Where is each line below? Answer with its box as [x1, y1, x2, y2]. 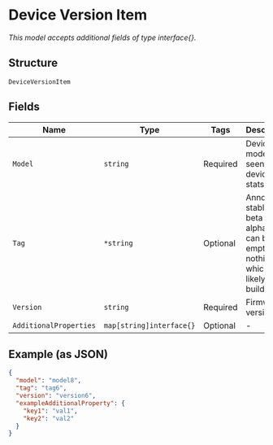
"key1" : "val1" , [23, 407, 79, 415]
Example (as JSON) [8, 347, 108, 361]
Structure [8, 56, 58, 70]
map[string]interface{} [103, 321, 196, 330]
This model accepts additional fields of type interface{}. [8, 33, 197, 42]
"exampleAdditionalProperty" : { [15, 399, 126, 408]
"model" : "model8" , [15, 377, 82, 385]
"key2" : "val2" [23, 414, 75, 422]
